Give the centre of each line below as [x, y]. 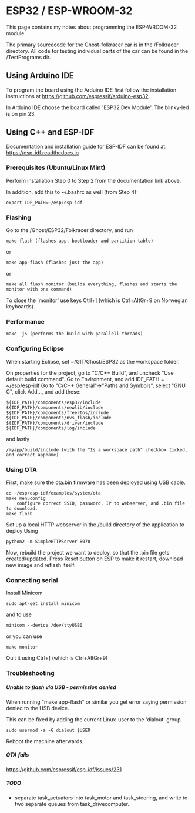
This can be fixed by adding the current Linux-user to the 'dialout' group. [94, 720]
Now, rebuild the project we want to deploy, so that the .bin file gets [88, 553]
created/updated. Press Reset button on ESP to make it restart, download [95, 559]
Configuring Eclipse [35, 349]
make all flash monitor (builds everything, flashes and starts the [92, 284]
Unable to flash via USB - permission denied [61, 687]
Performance [26, 322]
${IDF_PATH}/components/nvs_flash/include [59, 418]
